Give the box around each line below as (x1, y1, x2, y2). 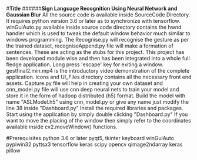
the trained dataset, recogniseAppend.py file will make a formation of (6, 42, 173, 49)
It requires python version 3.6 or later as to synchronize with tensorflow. (6, 18, 181, 24)
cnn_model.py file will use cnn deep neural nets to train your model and (6, 86, 179, 93)
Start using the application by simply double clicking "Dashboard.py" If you (6, 111, 188, 118)
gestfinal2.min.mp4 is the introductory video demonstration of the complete (6, 67, 190, 74)
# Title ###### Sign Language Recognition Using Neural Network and (6, 5, 178, 12)
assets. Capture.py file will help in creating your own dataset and (6, 80, 163, 87)
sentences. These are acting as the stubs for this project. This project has (6, 49, 185, 55)
